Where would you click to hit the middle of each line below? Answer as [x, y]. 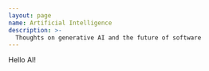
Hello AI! [22, 60]
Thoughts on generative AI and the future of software [108, 37]
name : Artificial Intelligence [60, 23]
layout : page [30, 15]
